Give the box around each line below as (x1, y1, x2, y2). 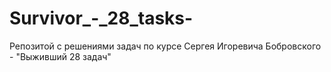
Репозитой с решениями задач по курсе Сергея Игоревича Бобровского (9, 40, 322, 52)
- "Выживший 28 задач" (9, 50, 112, 62)
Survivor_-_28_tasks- (9, 7, 194, 30)
